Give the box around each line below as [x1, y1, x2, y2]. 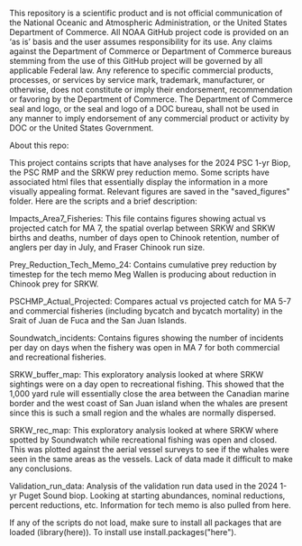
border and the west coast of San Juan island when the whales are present [9, 398, 288, 408]
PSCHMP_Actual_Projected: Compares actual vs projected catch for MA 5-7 [9, 296, 291, 306]
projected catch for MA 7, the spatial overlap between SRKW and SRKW [9, 223, 276, 233]
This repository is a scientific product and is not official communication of [9, 8, 283, 18]
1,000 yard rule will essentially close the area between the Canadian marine [9, 388, 290, 399]
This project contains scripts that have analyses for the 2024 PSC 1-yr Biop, [9, 158, 291, 168]
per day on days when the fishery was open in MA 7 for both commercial [9, 342, 280, 352]
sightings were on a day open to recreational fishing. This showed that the [9, 378, 285, 389]
